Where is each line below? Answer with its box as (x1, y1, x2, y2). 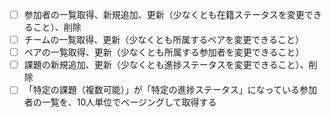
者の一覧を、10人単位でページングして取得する (23, 96, 217, 108)
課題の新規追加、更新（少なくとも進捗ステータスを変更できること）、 (23, 59, 309, 71)
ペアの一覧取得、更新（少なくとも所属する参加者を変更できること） (23, 46, 305, 58)
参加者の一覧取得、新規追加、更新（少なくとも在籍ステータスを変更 (23, 9, 305, 20)
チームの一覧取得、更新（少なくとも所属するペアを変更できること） (23, 34, 305, 46)
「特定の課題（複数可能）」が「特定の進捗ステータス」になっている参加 (23, 84, 318, 96)
